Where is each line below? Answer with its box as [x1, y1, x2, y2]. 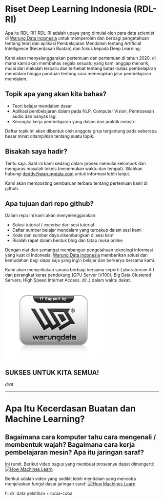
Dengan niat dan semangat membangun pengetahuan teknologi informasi [5, 247, 153, 253]
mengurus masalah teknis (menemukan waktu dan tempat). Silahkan [5, 165, 143, 172]
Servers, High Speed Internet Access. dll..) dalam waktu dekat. [5, 277, 131, 283]
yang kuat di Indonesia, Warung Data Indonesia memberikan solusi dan [5, 252, 148, 258]
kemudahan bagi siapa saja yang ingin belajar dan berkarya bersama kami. [5, 258, 155, 263]
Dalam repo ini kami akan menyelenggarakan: [5, 213, 97, 218]
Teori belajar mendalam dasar [12, 103, 72, 109]
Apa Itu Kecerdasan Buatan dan [5, 403, 136, 414]
